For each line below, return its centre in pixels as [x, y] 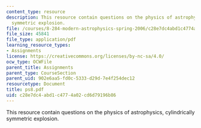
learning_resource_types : [38, 45]
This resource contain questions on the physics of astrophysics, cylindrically [100, 112]
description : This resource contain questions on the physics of [89, 17]
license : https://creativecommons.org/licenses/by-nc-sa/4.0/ [85, 56]
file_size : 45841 [28, 34]
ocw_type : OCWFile [29, 62]
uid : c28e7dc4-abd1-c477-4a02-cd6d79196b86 [61, 95]
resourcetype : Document [36, 84]
